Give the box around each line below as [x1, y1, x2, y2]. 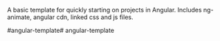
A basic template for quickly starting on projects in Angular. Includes [7, 6, 202, 14]
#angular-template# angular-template [7, 27, 115, 34]
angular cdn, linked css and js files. [33, 13, 134, 21]
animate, [7, 13, 33, 21]
